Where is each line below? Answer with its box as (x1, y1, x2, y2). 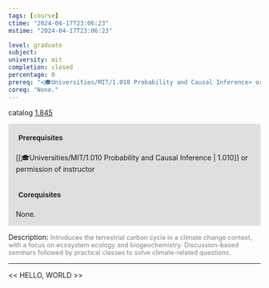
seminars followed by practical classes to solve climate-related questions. (8, 248, 231, 257)
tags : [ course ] (8, 11, 59, 20)
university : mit (8, 56, 62, 64)
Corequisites (18, 190, 62, 199)
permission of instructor (15, 164, 95, 174)
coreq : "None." (8, 86, 59, 94)
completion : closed (8, 63, 74, 72)
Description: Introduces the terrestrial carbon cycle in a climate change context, (8, 232, 253, 242)
